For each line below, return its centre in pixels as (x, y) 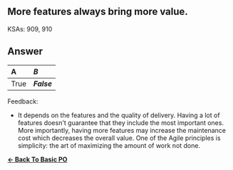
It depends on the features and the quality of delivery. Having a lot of (119, 115)
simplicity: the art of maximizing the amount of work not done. (109, 145)
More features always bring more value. (98, 12)
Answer (25, 52)
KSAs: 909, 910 (30, 29)
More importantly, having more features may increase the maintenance (122, 130)
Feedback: (23, 101)
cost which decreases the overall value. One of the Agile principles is (119, 138)
